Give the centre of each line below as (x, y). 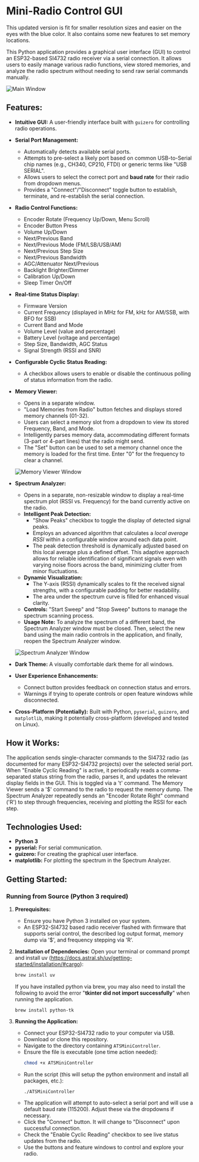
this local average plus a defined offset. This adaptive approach (111, 552)
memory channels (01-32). (56, 415)
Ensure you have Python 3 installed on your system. (87, 921)
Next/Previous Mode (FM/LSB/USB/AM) (73, 244)
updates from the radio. (53, 1140)
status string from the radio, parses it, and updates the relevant (110, 776)
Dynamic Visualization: (53, 577)
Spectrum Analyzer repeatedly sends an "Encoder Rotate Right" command (97, 796)
